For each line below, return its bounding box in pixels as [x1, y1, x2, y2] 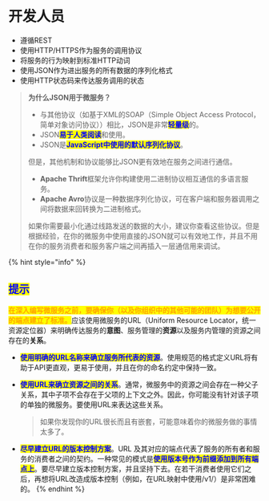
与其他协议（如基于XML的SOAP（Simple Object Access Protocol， [39, 109, 261, 119]
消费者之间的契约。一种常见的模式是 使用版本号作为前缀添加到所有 [34, 454, 252, 463]
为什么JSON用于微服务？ [27, 92, 111, 102]
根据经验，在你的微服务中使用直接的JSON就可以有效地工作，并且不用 [27, 230, 259, 241]
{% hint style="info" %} [8, 257, 86, 267]
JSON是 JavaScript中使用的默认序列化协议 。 [39, 140, 188, 149]
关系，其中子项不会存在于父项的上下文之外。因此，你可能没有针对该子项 [19, 389, 259, 399]
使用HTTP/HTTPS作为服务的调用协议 [19, 45, 143, 55]
